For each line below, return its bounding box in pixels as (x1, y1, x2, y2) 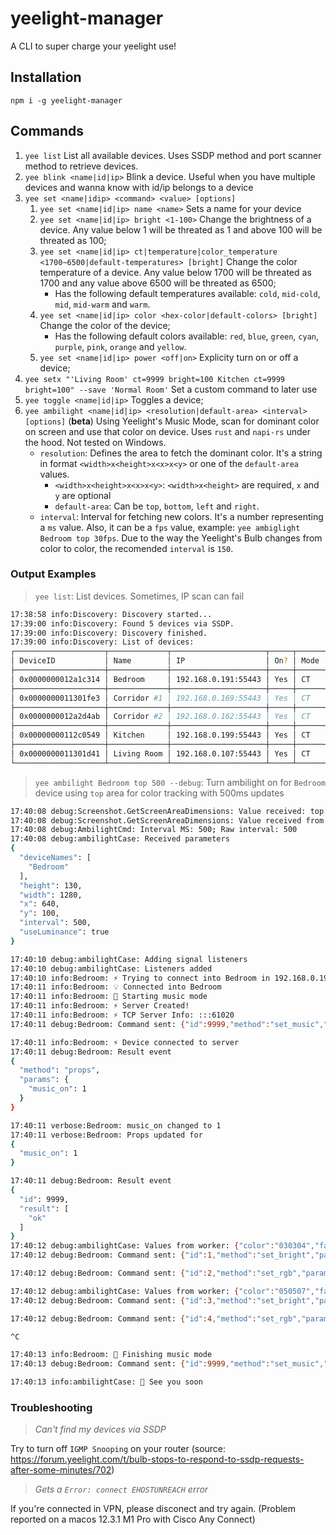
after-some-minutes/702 (10, 1464, 112, 1476)
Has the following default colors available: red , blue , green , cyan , (54, 330, 320, 342)
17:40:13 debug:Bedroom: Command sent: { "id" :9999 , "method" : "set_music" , (10, 1359, 325, 1369)
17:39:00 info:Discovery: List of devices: (10, 637, 195, 647)
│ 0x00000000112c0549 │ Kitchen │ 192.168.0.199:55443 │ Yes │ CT (10, 730, 311, 741)
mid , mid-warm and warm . (54, 298, 151, 310)
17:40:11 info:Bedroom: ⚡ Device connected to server (10, 1037, 240, 1047)
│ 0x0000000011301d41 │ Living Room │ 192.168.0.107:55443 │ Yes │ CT (10, 748, 311, 759)
